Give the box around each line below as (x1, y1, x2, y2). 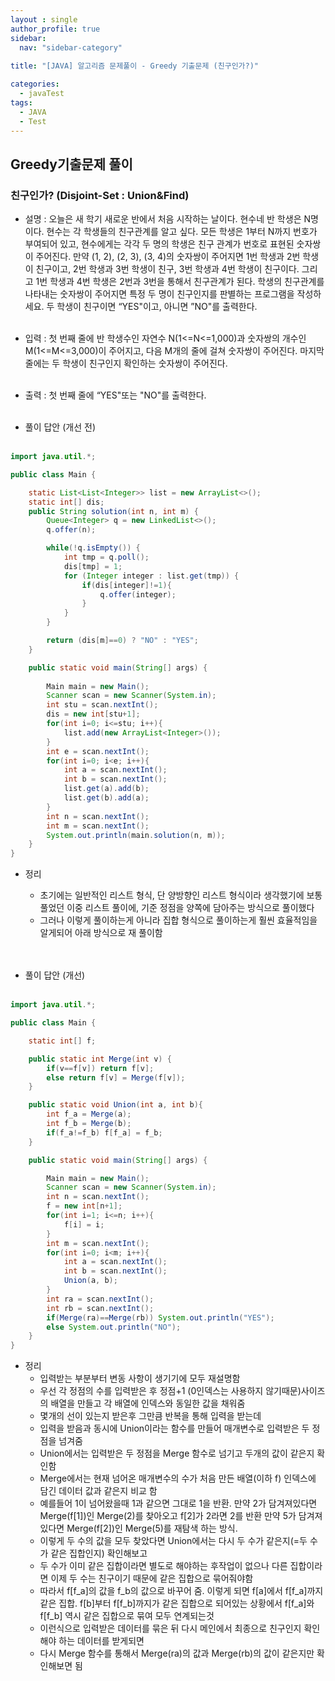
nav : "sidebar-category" (19, 42, 123, 53)
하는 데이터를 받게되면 (58, 1635, 145, 1647)
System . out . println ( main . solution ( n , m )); (46, 830, 226, 840)
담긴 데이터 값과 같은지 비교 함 (39, 1485, 158, 1497)
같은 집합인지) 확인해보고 (50, 1547, 148, 1560)
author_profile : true (10, 24, 101, 34)
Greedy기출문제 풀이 (10, 156, 133, 173)
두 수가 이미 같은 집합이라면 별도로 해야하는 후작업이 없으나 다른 (39, 1560, 288, 1572)
